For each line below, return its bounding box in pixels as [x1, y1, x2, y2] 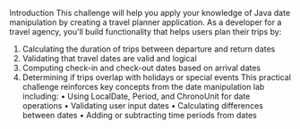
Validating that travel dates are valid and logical [21, 53, 197, 63]
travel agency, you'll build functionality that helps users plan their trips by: [9, 27, 282, 36]
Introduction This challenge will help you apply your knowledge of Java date [9, 8, 291, 18]
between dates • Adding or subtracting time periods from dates [21, 110, 257, 120]
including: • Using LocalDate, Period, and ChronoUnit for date [21, 91, 251, 101]
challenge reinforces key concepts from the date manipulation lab [21, 82, 265, 92]
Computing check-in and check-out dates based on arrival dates [21, 62, 261, 73]
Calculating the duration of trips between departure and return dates [21, 44, 276, 54]
